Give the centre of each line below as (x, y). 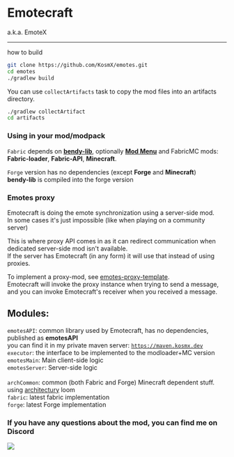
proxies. (19, 263)
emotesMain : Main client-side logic (55, 360)
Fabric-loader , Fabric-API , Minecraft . (62, 158)
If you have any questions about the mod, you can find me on (112, 422)
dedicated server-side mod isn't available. (68, 248)
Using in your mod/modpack (56, 136)
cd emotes (22, 71)
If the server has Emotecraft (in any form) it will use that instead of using (111, 255)
